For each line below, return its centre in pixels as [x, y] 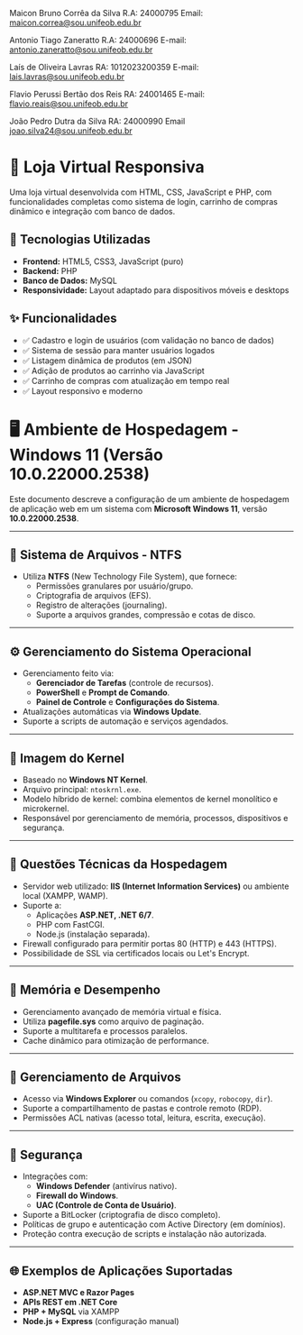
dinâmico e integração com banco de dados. [92, 211]
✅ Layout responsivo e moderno [83, 390]
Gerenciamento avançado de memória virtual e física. [122, 1011]
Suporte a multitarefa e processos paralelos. [105, 1030]
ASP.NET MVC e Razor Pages [78, 1292]
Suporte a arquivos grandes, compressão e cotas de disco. [146, 615]
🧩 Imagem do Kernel [67, 758]
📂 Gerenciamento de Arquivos [96, 1077]
